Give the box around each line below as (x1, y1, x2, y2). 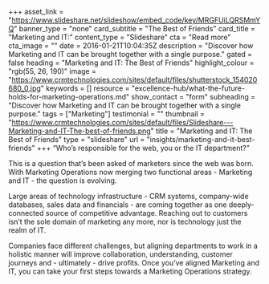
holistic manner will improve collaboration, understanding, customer (8, 250, 233, 259)
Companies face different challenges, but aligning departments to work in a (8, 241, 259, 250)
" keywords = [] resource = (40, 83, 130, 93)
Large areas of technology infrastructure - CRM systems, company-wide (8, 192, 249, 201)
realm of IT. (8, 225, 47, 235)
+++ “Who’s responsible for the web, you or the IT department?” (36, 144, 251, 152)
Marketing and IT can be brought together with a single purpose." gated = (8, 50, 253, 59)
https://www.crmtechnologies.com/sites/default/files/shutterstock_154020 (11, 75, 258, 84)
